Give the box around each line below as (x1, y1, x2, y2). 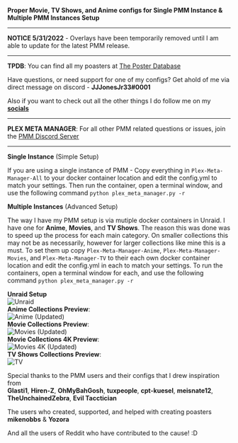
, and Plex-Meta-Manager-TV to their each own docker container (25, 254, 210, 262)
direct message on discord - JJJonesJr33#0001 (7, 83, 151, 91)
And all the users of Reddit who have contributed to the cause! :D (7, 429, 198, 437)
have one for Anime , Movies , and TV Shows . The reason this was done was (7, 224, 231, 232)
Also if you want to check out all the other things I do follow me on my (7, 97, 211, 105)
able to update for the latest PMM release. (7, 42, 130, 50)
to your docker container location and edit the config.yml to (43, 173, 217, 182)
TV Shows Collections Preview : (7, 350, 101, 358)
